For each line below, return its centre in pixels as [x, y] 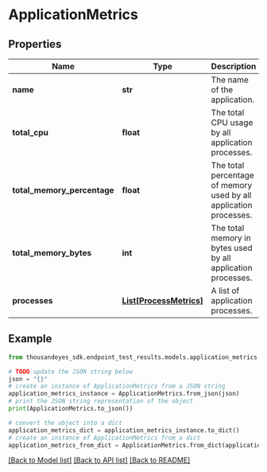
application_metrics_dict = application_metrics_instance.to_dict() [124, 430]
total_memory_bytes [52, 253]
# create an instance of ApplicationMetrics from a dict [104, 438]
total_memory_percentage [63, 190]
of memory [232, 185]
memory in [231, 238]
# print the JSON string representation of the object [101, 401]
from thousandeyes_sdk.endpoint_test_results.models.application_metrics [133, 357]
